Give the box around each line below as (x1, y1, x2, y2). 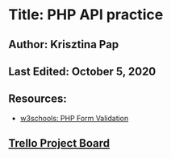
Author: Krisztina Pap (8, 38, 119, 51)
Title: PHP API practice (8, 6, 164, 24)
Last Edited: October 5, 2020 (8, 64, 156, 78)
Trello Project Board (8, 136, 111, 150)
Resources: (8, 92, 67, 106)
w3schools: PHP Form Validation (19, 113, 129, 123)
